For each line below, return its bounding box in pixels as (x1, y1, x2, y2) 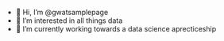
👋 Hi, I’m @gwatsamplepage (15, 8, 109, 17)
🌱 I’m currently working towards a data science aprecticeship (15, 24, 217, 33)
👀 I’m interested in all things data (15, 16, 123, 25)
